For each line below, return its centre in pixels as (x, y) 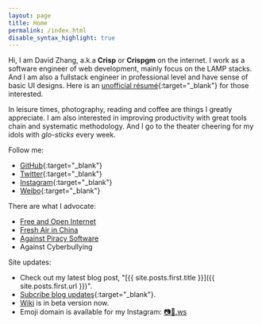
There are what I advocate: (52, 206)
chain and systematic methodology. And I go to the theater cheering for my (131, 126)
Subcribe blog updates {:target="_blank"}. (88, 295)
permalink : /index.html (48, 30)
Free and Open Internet (58, 222)
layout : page (30, 15)
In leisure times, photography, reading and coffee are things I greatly (120, 110)
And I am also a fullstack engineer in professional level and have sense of (128, 77)
